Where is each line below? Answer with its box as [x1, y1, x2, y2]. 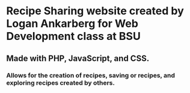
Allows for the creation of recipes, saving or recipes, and [6, 71, 176, 79]
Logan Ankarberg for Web [6, 17, 138, 30]
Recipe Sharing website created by [6, 4, 185, 18]
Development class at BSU [6, 30, 141, 43]
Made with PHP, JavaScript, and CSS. [6, 53, 150, 63]
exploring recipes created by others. [6, 79, 115, 87]
